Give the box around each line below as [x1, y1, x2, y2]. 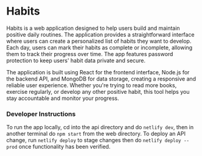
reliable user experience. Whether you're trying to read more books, [6, 81, 177, 89]
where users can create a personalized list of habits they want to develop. [6, 37, 192, 44]
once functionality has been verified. [18, 143, 111, 151]
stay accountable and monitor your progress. [6, 94, 119, 102]
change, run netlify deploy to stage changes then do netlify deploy [6, 136, 181, 144]
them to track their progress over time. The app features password [6, 50, 173, 57]
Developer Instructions [6, 110, 76, 118]
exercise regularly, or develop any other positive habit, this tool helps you [6, 88, 190, 95]
